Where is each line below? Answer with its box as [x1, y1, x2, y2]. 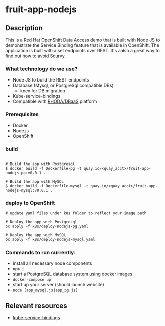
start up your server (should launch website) [12, 282, 104, 288]
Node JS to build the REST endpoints [12, 77, 89, 83]
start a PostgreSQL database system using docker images [12, 271, 133, 277]
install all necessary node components [12, 260, 92, 266]
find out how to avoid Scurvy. [5, 53, 66, 59]
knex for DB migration [20, 88, 65, 94]
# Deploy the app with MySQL [5, 233, 66, 238]
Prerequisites [5, 111, 39, 118]
